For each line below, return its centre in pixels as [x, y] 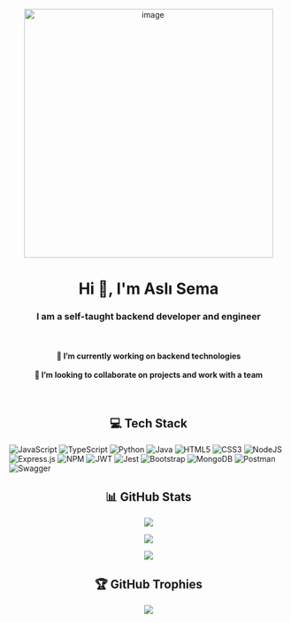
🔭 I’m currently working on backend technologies [149, 356]
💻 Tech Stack [149, 423]
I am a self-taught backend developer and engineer [149, 317]
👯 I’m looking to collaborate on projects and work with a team [149, 375]
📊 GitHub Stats [149, 497]
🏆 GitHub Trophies [149, 584]
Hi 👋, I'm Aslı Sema [149, 289]
